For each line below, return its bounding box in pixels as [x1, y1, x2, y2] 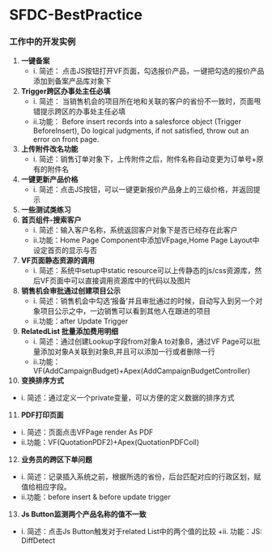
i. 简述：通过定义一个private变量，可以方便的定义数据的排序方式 [20, 393, 235, 403]
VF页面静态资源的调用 [20, 255, 96, 265]
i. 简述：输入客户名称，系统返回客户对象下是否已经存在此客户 [32, 225, 238, 235]
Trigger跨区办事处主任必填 [20, 87, 111, 96]
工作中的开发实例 [9, 36, 76, 48]
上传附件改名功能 [20, 144, 79, 154]
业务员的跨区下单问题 [20, 455, 92, 464]
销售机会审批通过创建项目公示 [20, 286, 121, 296]
